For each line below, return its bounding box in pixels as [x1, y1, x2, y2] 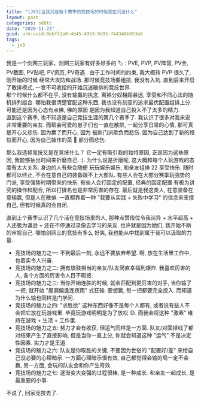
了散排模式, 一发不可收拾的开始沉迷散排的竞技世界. [6, 83, 132, 90]
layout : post [6, 14, 39, 20]
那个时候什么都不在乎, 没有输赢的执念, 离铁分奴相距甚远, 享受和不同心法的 [6, 91, 188, 98]
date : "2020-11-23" [6, 25, 55, 32]
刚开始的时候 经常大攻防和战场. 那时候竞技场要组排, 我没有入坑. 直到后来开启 [6, 76, 195, 83]
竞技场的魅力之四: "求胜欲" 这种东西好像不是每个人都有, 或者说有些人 [14, 301, 185, 309]
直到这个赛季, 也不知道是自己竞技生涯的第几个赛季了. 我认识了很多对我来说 [6, 113, 190, 120]
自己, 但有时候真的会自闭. [6, 201, 69, 208]
